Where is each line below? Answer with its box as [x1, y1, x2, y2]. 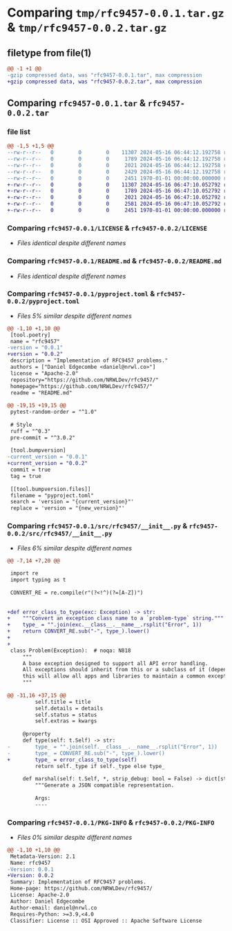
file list [7, 126, 31, 136]
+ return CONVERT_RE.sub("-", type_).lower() [7, 628, 150, 635]
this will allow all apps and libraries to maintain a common [22, 673, 206, 680]
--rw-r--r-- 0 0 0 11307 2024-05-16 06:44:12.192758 [7, 149, 221, 156]
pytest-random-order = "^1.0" [10, 409, 97, 416]
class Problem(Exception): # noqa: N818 [10, 647, 131, 654]
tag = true [10, 472, 41, 479]
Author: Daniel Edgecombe [10, 898, 85, 905]
